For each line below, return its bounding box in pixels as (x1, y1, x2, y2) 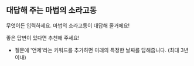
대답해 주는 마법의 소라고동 (6, 5, 97, 16)
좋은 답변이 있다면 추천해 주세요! (6, 34, 80, 41)
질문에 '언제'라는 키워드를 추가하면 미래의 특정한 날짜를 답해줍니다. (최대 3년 (14, 46, 189, 53)
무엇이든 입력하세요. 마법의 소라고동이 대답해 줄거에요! (6, 22, 130, 29)
